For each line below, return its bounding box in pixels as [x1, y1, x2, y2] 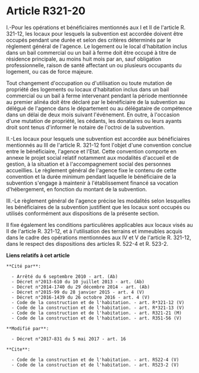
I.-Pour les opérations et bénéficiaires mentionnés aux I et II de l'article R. [6, 24, 186, 31]
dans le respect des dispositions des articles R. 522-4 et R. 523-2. [6, 240, 169, 247]
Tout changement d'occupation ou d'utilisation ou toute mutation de [6, 79, 172, 87]
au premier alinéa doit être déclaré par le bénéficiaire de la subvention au [6, 98, 185, 105]
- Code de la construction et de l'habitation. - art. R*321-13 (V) [11, 305, 185, 311]
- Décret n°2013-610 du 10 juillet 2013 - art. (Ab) [11, 279, 145, 285]
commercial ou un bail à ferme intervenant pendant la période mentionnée [6, 92, 188, 99]
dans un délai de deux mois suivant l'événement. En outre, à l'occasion [6, 111, 180, 118]
